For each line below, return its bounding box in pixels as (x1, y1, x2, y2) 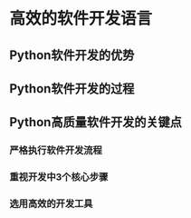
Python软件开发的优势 (9, 47, 135, 63)
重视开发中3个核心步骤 (9, 171, 109, 183)
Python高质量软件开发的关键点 (9, 114, 183, 130)
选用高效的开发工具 (9, 197, 93, 210)
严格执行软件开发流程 (9, 144, 102, 157)
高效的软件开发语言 (9, 8, 153, 29)
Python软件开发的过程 (9, 81, 135, 96)
